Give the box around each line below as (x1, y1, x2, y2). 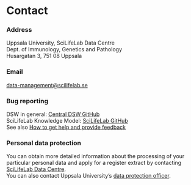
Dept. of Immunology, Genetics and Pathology (6, 46, 123, 53)
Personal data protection (6, 139, 81, 147)
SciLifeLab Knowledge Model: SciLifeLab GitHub (6, 117, 128, 125)
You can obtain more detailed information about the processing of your (6, 153, 185, 160)
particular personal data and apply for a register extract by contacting (6, 159, 182, 167)
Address (6, 26, 32, 34)
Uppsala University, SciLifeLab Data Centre (6, 39, 115, 46)
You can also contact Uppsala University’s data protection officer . (6, 172, 171, 180)
